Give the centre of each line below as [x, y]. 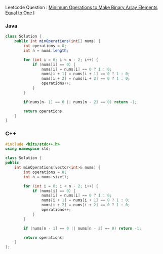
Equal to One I [20, 13]
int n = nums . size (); [46, 177]
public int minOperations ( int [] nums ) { [57, 41]
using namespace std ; [28, 149]
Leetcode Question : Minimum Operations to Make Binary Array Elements [81, 7]
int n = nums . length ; [46, 50]
